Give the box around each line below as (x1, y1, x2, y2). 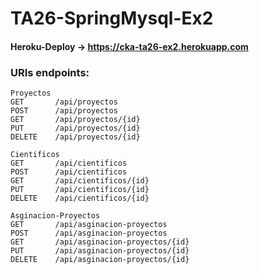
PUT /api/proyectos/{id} (10, 123, 141, 134)
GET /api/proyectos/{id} (10, 115, 141, 125)
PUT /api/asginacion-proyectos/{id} (10, 246, 190, 256)
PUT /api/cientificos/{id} (10, 185, 150, 195)
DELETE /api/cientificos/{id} (10, 193, 150, 204)
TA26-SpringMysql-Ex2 (10, 7, 214, 30)
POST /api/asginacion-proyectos (10, 228, 168, 239)
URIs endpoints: (10, 65, 90, 79)
